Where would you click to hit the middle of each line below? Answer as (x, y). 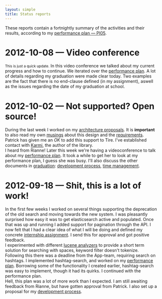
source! (21, 116)
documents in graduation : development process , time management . (73, 166)
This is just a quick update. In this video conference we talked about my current (80, 66)
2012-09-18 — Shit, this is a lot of (73, 185)
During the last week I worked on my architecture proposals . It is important (80, 130)
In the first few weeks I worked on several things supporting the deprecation (81, 209)
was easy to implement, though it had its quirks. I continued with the (73, 271)
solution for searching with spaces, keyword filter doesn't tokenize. (72, 251)
